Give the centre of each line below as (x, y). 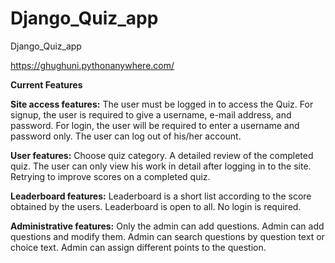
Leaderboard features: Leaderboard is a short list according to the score (161, 196)
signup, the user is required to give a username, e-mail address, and (151, 114)
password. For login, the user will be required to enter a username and (155, 125)
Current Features (46, 84)
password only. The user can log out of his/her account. (126, 136)
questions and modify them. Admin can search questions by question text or (167, 236)
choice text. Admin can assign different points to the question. (138, 247)
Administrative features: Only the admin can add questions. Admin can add (167, 226)
